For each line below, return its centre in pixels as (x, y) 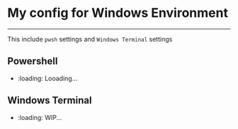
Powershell (33, 61)
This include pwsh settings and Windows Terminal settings (90, 39)
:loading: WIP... (40, 117)
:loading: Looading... (47, 78)
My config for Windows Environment (118, 13)
